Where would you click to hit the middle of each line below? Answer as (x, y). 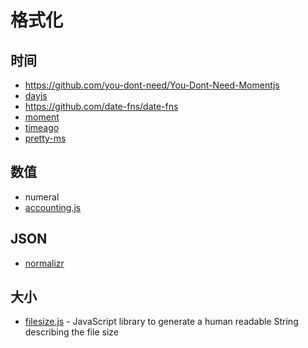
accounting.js (53, 207)
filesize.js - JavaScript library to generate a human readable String (161, 322)
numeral (42, 197)
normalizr (44, 263)
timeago (42, 127)
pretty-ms (45, 138)
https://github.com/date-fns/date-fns (101, 106)
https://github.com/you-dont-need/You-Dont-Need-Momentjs (152, 85)
